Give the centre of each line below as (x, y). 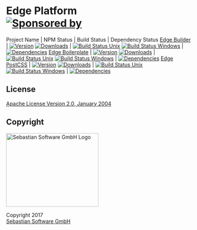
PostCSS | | (50, 64)
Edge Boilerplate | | (102, 52)
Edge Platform (42, 11)
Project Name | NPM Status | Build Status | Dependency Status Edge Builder (98, 39)
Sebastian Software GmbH (38, 221)
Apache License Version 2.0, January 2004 (59, 104)
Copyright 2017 (24, 215)
